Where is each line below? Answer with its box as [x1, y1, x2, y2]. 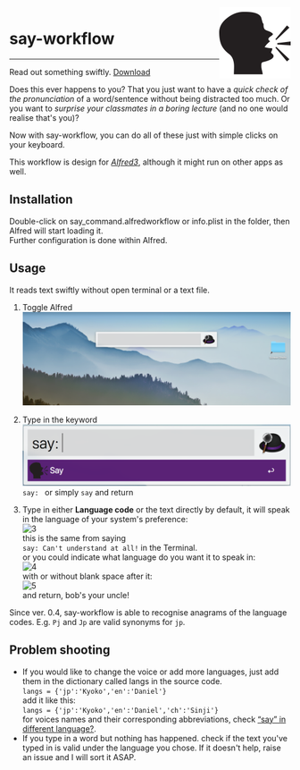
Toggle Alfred [21, 301, 73, 312]
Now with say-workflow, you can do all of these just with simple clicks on [9, 130, 279, 140]
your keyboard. [9, 139, 65, 149]
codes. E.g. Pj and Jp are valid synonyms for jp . [9, 616, 186, 627]
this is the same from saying [21, 532, 127, 543]
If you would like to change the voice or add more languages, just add [21, 666, 279, 677]
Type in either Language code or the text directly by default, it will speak [21, 503, 290, 515]
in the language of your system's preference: [21, 513, 188, 524]
